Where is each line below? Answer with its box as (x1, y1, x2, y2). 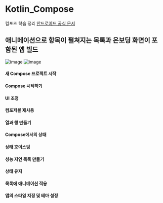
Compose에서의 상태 (5, 132, 47, 137)
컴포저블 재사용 (5, 107, 35, 113)
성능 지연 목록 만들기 (5, 156, 44, 162)
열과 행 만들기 (5, 119, 31, 125)
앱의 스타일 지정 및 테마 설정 (5, 193, 58, 199)
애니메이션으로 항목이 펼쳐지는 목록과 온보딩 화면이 (5, 36, 151, 45)
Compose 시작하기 (5, 83, 43, 89)
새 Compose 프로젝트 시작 (5, 70, 57, 77)
